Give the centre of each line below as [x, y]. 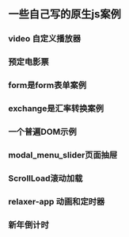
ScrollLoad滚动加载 [46, 178]
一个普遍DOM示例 [42, 132]
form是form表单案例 [47, 86]
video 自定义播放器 [45, 39]
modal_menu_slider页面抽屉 [63, 155]
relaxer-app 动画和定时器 [57, 201]
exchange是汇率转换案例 [56, 109]
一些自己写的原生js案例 [64, 14]
